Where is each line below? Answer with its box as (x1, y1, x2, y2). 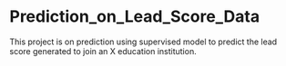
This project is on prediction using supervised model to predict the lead (9, 36, 278, 47)
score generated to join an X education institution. (9, 45, 198, 56)
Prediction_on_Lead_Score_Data (9, 6, 260, 27)
